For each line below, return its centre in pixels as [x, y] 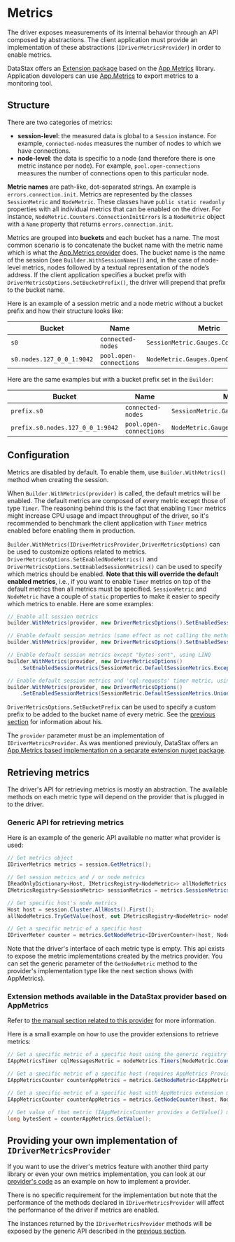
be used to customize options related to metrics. [77, 552]
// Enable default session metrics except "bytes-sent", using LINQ [109, 655]
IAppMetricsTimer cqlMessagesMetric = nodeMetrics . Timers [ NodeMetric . [112, 1061]
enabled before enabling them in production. [71, 530]
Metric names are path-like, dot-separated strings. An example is [102, 187]
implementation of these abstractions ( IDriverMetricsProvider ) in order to [114, 47]
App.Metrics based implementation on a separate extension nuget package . [116, 750]
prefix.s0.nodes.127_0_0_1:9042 [65, 427]
